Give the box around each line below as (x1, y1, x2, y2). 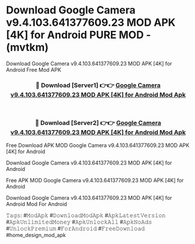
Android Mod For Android (6, 200, 67, 207)
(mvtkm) (6, 41, 49, 54)
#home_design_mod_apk (6, 231, 66, 238)
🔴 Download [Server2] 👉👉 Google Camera (34, 119, 162, 127)
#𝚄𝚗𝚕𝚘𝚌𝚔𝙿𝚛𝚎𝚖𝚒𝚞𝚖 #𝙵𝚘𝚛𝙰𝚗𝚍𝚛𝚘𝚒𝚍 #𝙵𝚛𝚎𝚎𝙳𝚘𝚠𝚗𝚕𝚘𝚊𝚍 (6, 225, 145, 232)
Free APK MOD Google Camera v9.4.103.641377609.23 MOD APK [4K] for (6, 176, 184, 184)
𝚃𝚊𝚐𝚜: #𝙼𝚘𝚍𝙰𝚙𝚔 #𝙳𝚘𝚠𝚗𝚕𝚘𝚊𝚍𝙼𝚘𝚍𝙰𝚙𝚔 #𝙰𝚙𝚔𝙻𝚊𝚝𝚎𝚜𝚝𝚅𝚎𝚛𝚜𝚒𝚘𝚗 (6, 211, 166, 219)
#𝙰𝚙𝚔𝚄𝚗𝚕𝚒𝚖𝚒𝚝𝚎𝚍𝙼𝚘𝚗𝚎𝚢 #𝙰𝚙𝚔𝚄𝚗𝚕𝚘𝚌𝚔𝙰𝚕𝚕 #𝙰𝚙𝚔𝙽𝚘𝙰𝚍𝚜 (6, 218, 152, 225)
